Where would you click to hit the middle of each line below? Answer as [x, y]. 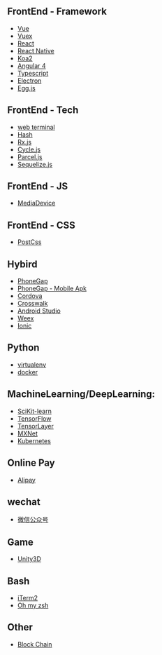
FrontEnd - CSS [41, 225]
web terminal [36, 127]
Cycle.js [29, 149]
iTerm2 [28, 597]
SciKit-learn [35, 411]
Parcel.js [30, 156]
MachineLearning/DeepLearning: [81, 394]
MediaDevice [36, 203]
